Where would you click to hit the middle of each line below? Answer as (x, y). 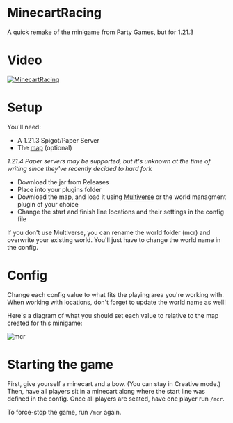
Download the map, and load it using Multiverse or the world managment (122, 197)
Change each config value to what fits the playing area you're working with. (116, 294)
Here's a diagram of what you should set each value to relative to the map (113, 315)
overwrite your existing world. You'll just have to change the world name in (114, 240)
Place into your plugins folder (59, 189)
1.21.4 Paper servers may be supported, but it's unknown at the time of (109, 161)
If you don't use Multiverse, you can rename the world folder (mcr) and (109, 232)
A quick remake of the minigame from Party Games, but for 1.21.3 (101, 32)
